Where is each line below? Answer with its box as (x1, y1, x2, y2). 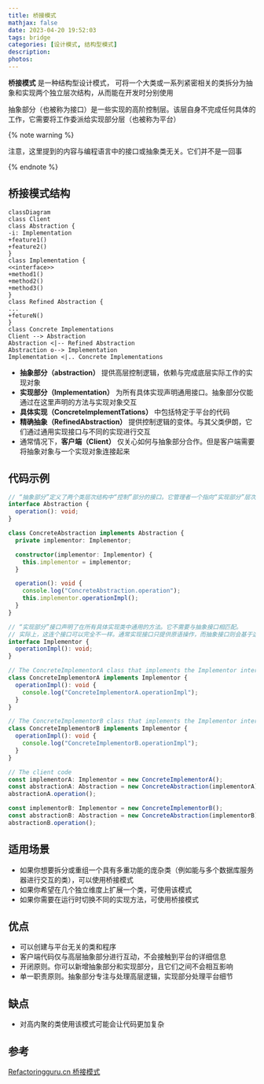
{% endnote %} (8, 162, 59, 172)
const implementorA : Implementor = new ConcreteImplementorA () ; (8, 775, 223, 783)
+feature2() (8, 242, 47, 250)
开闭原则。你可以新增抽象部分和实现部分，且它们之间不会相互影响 (19, 962, 233, 971)
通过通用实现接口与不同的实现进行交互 (26, 427, 151, 436)
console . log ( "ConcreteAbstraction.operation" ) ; (22, 587, 181, 595)
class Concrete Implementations (8, 325, 114, 333)
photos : (8, 56, 34, 64)
